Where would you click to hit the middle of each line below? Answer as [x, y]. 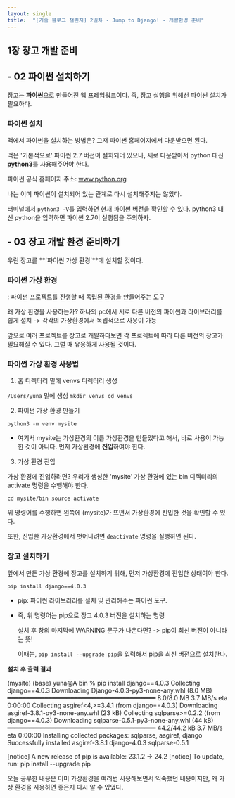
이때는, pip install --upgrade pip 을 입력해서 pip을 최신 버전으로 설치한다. [122, 654]
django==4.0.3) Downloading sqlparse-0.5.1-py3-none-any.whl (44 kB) [110, 720]
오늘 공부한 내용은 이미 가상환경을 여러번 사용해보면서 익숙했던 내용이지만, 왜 [113, 778]
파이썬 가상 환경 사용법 [43, 364]
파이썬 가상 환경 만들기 [49, 411]
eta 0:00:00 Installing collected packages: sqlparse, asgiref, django [105, 735]
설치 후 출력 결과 [30, 669]
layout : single [30, 14]
